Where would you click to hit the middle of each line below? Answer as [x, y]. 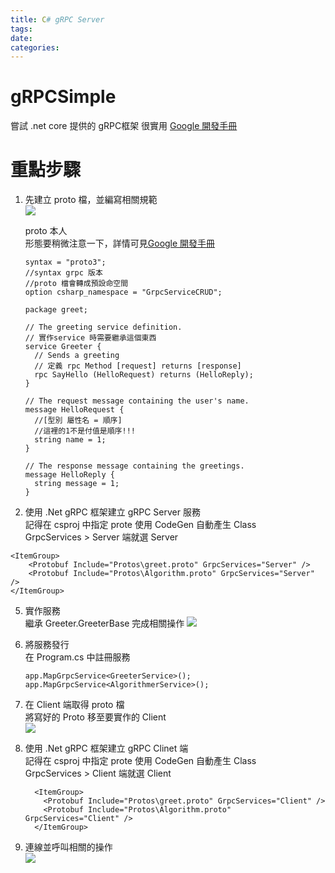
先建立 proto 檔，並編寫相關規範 [91, 200]
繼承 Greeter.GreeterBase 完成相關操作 [104, 623]
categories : [35, 47]
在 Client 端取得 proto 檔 [74, 705]
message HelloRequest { [74, 410]
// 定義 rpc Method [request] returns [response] [138, 366]
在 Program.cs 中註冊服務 [77, 657]
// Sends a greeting [77, 356]
